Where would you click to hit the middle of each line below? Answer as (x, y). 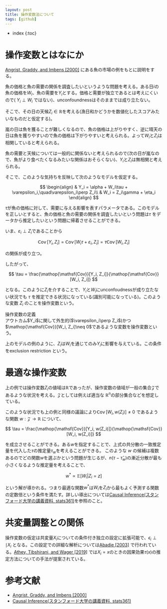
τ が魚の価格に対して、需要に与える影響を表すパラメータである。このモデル (82, 208)
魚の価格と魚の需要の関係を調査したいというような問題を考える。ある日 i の (82, 87)
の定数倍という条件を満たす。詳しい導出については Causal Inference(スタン (82, 494)
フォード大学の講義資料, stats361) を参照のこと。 (55, 501)
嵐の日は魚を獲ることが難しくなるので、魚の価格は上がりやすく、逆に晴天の (84, 129)
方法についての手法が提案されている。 (49, 559)
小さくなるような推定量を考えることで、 (47, 465)
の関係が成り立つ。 (25, 253)
